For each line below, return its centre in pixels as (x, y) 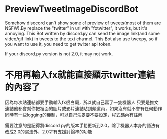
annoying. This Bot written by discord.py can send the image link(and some (83, 33)
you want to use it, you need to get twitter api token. (58, 44)
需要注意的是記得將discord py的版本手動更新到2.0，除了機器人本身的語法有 (83, 125)
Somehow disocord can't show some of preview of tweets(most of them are (83, 23)
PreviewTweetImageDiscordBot (72, 9)
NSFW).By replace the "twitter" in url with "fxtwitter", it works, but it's (76, 28)
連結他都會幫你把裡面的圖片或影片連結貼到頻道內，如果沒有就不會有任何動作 (83, 108)
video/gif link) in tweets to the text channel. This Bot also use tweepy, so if (81, 39)
